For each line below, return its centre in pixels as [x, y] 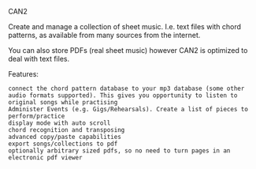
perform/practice [37, 116]
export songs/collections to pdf [63, 144]
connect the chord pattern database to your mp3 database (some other [126, 88]
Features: [24, 74]
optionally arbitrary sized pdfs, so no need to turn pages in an [119, 151]
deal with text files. [39, 59]
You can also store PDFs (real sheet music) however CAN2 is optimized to [128, 50]
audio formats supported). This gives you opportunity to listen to [123, 96]
